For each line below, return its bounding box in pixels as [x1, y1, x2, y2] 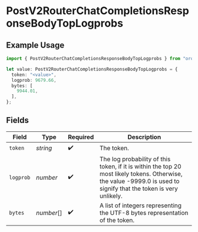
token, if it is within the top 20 [99, 162, 181, 170]
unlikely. [99, 191, 123, 200]
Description [127, 132, 161, 141]
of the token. [99, 216, 135, 224]
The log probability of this [99, 155, 171, 163]
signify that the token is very [99, 184, 179, 193]
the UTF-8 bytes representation [99, 208, 189, 217]
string [36, 144, 52, 153]
